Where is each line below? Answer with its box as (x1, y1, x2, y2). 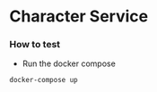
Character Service (9, 6, 149, 27)
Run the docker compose (22, 58, 117, 69)
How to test (9, 38, 61, 51)
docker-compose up (9, 76, 78, 85)
